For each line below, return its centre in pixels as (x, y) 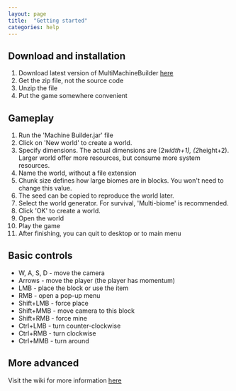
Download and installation (67, 56)
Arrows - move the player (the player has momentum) (97, 280)
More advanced (44, 363)
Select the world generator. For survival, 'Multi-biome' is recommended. (123, 203)
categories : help (34, 27)
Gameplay (31, 118)
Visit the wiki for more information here (65, 380)
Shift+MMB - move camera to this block (77, 311)
